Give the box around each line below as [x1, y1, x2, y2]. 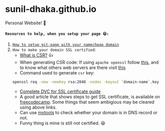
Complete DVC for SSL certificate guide [19, 88, 101, 95]
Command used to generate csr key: [19, 70, 95, 76]
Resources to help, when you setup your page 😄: [5, 31, 109, 36]
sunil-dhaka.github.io [5, 3, 97, 15]
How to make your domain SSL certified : [12, 47, 96, 53]
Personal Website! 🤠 [5, 20, 46, 26]
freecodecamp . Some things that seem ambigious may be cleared [19, 99, 155, 105]
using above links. [19, 104, 57, 110]
